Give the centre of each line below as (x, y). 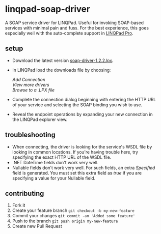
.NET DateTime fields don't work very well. (55, 162)
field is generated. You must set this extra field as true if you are (77, 173)
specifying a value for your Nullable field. (54, 178)
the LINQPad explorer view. (40, 119)
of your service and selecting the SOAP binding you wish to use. (77, 105)
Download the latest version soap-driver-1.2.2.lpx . (63, 60)
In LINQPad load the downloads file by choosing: (62, 70)
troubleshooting (30, 135)
